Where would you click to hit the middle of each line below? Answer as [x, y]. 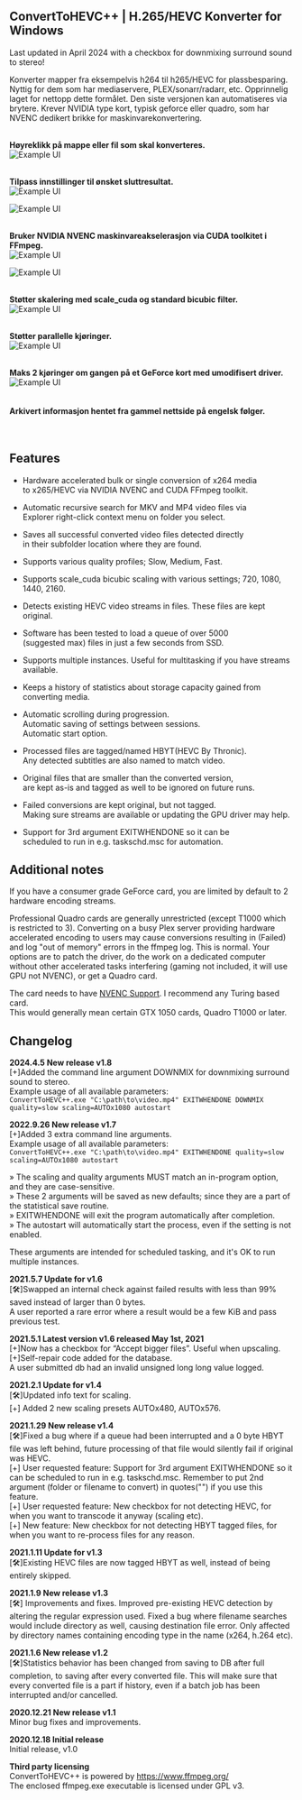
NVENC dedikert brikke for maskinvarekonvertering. [106, 117]
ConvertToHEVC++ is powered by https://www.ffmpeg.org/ [119, 1777]
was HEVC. [30, 1458]
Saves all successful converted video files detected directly [133, 534]
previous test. [35, 1321]
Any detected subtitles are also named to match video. [124, 760]
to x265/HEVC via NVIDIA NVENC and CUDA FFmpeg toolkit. [135, 490]
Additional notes [57, 870]
